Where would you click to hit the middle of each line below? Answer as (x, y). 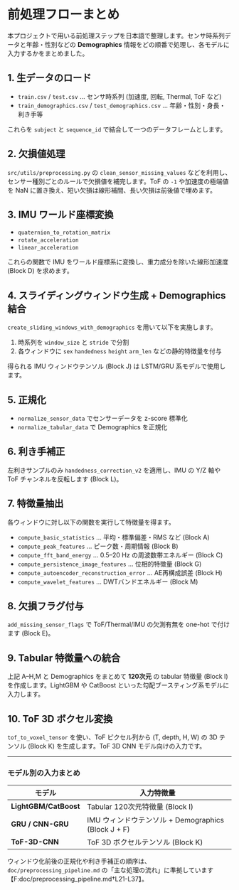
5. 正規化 (27, 400)
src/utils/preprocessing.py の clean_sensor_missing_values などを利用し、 (119, 172)
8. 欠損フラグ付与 (46, 606)
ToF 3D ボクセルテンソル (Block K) (145, 842)
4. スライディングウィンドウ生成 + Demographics (117, 295)
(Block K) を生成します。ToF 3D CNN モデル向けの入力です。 (117, 746)
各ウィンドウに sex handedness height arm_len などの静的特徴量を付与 (119, 351)
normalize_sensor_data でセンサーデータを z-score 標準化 (103, 418)
